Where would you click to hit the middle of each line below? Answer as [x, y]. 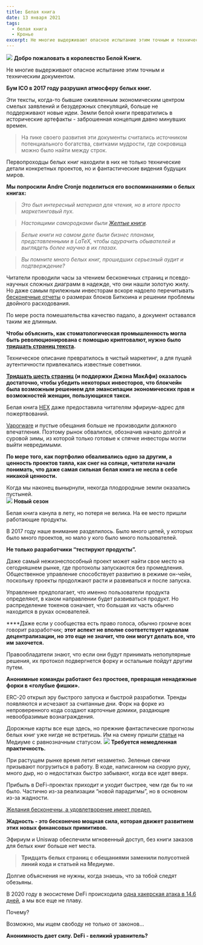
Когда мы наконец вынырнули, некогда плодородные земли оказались [98, 488]
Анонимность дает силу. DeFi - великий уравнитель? [77, 936]
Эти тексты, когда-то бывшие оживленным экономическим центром [95, 100]
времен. [17, 126]
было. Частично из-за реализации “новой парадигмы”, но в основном [97, 791]
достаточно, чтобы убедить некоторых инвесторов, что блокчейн [94, 382]
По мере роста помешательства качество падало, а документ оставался [101, 315]
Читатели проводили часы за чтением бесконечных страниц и [87, 277]
